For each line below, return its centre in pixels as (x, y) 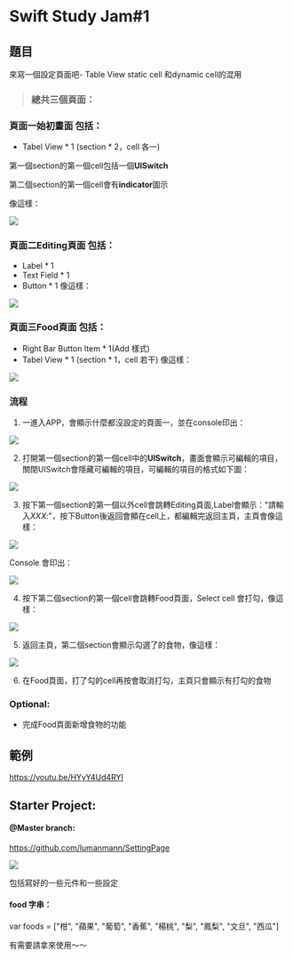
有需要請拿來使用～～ (48, 946)
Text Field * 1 (46, 275)
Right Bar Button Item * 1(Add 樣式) (86, 348)
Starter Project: (53, 806)
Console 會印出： (41, 563)
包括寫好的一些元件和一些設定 (63, 882)
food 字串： (31, 905)
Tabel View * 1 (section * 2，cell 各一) (91, 147)
